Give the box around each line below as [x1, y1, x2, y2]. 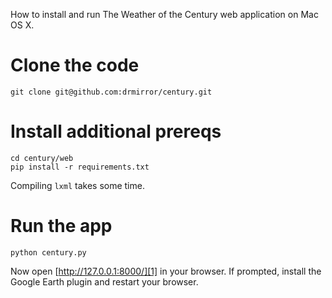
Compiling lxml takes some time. [10, 179, 145, 191]
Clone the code [10, 54, 140, 77]
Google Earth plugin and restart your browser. [10, 275, 199, 288]
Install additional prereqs [10, 120, 222, 143]
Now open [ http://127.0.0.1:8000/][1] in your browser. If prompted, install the [10, 265, 322, 277]
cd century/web [10, 153, 74, 163]
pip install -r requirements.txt [10, 162, 150, 172]
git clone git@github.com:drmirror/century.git [10, 87, 213, 97]
